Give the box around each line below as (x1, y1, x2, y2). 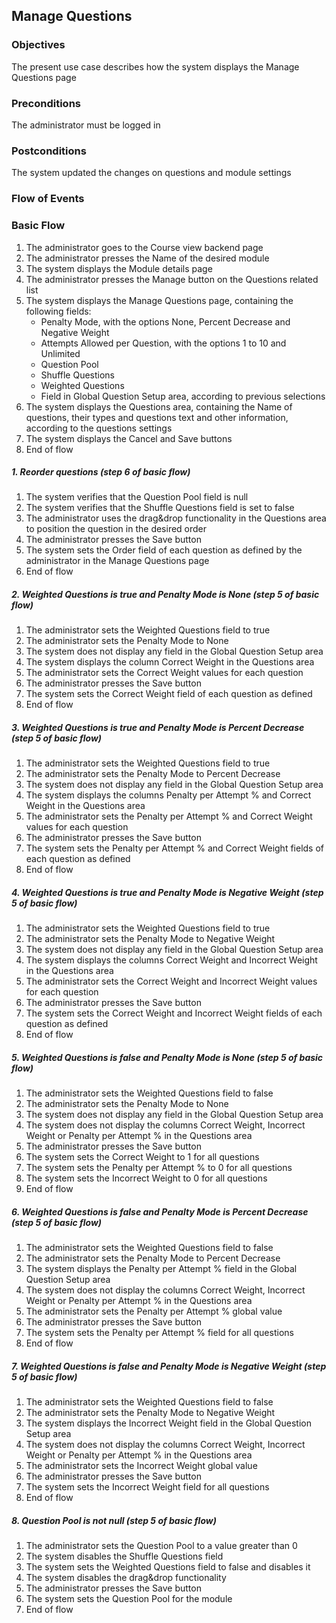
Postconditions (11, 144, 87, 158)
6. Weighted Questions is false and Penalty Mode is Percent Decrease (11, 1205, 309, 1218)
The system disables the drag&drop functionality (25, 1572, 227, 1584)
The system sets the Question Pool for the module (25, 1593, 233, 1605)
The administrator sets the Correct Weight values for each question (25, 667, 304, 679)
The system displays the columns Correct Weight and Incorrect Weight (25, 954, 318, 966)
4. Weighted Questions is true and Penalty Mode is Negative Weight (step (11, 887, 324, 898)
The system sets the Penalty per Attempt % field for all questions (25, 1327, 294, 1339)
